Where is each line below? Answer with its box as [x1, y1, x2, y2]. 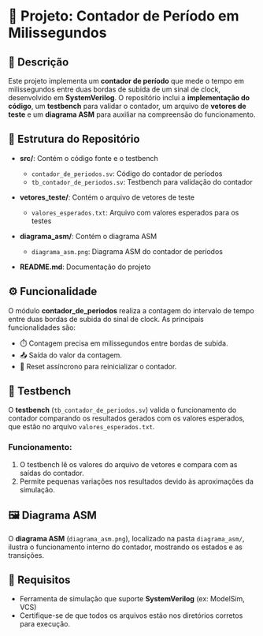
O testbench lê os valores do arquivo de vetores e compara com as [19, 459, 238, 469]
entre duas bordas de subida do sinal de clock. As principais [8, 314, 205, 324]
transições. [8, 550, 45, 559]
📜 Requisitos [8, 573, 71, 586]
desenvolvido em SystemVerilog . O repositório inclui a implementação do [8, 93, 250, 102]
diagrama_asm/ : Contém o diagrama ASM [19, 231, 157, 241]
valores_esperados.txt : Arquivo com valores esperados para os [31, 208, 239, 217]
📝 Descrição [8, 55, 69, 69]
